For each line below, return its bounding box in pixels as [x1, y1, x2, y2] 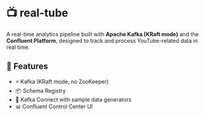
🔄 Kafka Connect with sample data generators [15, 95, 132, 103]
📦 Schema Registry [15, 87, 66, 94]
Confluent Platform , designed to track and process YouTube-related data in [6, 37, 198, 44]
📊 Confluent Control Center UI [15, 103, 93, 110]
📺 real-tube [6, 6, 69, 20]
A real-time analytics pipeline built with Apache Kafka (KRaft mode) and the [6, 30, 199, 38]
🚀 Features [6, 61, 48, 72]
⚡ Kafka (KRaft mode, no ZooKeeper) [15, 78, 109, 85]
